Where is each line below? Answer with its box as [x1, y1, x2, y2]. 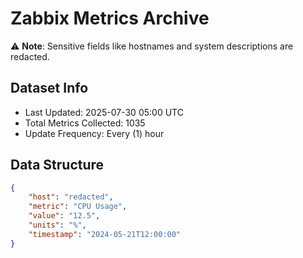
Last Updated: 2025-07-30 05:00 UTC [24, 106, 184, 118]
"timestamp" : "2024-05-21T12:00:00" [28, 229, 182, 239]
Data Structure [10, 157, 105, 174]
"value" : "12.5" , [28, 211, 101, 221]
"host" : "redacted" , [28, 192, 114, 202]
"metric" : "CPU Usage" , [28, 202, 128, 212]
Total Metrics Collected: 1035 [24, 117, 146, 129]
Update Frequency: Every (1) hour [24, 127, 165, 139]
